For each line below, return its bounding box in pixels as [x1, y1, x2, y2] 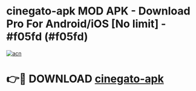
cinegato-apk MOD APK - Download [6, 4, 191, 18]
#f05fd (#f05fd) [6, 30, 88, 43]
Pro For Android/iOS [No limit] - [6, 17, 166, 31]
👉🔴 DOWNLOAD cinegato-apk [6, 72, 165, 86]
